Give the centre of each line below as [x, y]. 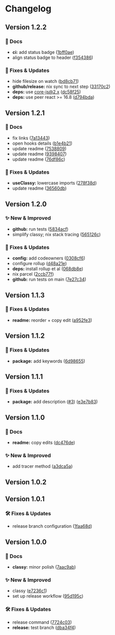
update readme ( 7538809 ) [39, 148]
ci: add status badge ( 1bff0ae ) [43, 52]
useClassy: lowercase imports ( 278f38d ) [55, 183]
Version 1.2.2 [26, 27]
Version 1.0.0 [26, 542]
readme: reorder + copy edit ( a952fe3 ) [52, 320]
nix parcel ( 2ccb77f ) [33, 274]
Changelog [28, 9]
